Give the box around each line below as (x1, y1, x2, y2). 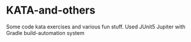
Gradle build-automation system (6, 29, 85, 36)
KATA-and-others (6, 4, 96, 17)
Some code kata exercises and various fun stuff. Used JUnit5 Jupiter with (6, 23, 186, 30)
